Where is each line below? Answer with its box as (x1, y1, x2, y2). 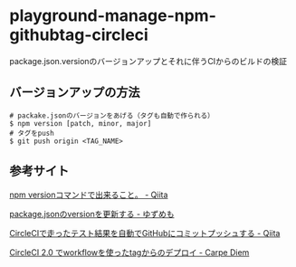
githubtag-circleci (9, 24, 149, 45)
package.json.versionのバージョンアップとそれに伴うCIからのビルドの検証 (9, 55, 288, 66)
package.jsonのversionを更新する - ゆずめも (9, 208, 175, 219)
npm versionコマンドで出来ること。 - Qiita (9, 189, 168, 200)
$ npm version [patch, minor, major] (9, 119, 152, 128)
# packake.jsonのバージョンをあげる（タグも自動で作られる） (9, 110, 215, 120)
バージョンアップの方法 (9, 85, 140, 100)
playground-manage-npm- (9, 5, 217, 26)
